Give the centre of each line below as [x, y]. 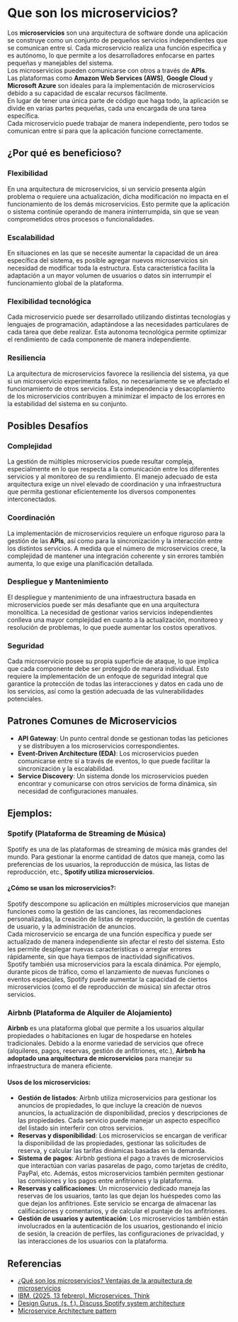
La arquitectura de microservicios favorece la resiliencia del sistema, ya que [118, 373]
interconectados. [32, 499]
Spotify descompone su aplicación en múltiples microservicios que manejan [119, 904]
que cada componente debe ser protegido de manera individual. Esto [108, 669]
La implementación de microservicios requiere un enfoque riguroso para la [116, 533]
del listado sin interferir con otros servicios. [81, 1128]
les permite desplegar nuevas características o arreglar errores [100, 949]
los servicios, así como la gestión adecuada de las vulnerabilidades [106, 692]
